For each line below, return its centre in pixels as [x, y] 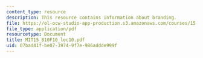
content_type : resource [36, 12]
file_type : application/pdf [42, 29]
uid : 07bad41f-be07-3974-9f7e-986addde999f [62, 46]
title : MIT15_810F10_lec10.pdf [46, 40]
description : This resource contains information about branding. [92, 18]
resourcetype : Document [36, 34]
